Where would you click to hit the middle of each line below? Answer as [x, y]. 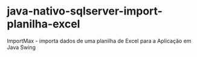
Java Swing [21, 47]
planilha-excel [44, 24]
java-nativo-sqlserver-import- [85, 11]
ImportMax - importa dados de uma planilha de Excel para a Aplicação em [99, 41]
